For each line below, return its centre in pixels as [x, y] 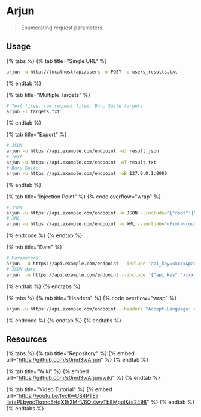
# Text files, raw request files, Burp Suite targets [75, 106]
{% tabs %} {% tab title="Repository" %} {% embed [70, 353]
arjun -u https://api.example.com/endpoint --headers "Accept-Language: [99, 309]
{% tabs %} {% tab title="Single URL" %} [57, 61]
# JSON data [21, 269]
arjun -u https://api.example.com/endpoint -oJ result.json [83, 151]
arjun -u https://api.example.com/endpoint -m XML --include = [85, 224]
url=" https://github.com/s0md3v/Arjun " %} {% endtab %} [77, 360]
